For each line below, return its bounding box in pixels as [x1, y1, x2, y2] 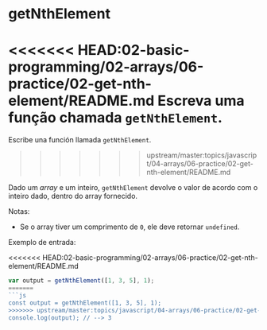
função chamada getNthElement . [8, 109, 222, 127]
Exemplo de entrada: [8, 238, 76, 247]
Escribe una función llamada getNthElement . [8, 135, 152, 145]
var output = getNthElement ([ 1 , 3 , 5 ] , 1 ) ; [8, 277, 155, 285]
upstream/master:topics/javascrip [146, 150, 257, 160]
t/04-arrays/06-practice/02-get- [146, 159, 254, 169]
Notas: [8, 207, 30, 216]
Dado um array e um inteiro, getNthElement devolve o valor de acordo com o [8, 183, 258, 192]
